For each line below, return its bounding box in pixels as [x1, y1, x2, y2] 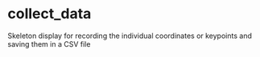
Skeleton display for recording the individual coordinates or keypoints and [7, 31, 253, 40]
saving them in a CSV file [7, 39, 91, 48]
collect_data [7, 5, 92, 23]
